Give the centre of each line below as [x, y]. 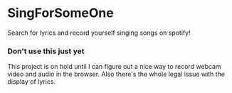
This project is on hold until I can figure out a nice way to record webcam [115, 67]
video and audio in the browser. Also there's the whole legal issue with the [116, 74]
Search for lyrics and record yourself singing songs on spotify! [99, 33]
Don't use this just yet [46, 51]
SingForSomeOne [60, 13]
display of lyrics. [31, 82]
